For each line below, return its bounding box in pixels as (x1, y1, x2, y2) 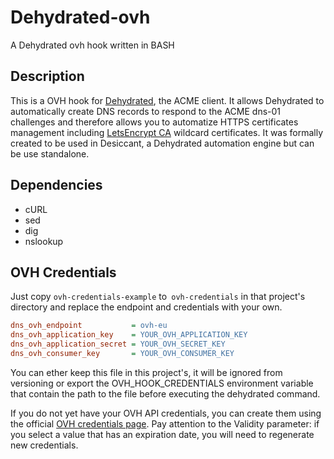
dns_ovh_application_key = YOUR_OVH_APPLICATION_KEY (10, 330, 248, 340)
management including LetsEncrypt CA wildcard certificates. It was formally (10, 126, 324, 138)
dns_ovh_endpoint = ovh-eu (10, 321, 168, 331)
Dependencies (10, 177, 103, 194)
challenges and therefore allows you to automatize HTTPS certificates (10, 116, 299, 128)
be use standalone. (10, 147, 90, 160)
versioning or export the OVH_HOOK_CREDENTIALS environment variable (10, 377, 314, 389)
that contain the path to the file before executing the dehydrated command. (10, 387, 321, 400)
